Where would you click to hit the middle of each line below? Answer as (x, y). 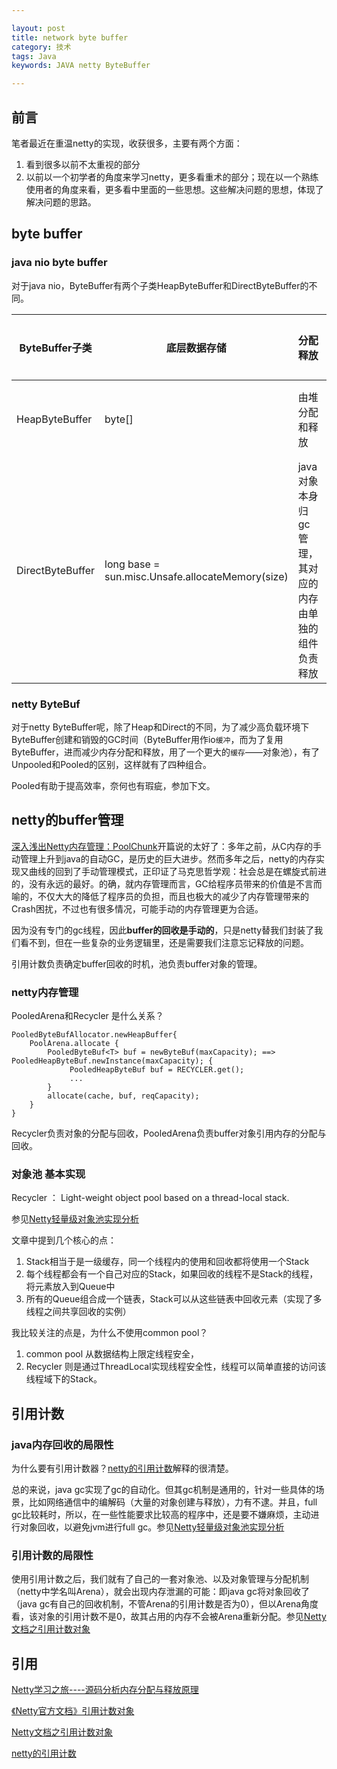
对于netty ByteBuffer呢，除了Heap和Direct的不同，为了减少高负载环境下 (160, 727)
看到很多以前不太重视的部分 (83, 164)
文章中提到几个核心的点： (64, 1240)
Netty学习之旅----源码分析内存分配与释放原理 (105, 1690)
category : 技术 (41, 47)
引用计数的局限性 (52, 1555)
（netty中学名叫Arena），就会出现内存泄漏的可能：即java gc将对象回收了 (160, 1592)
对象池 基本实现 (48, 1174)
